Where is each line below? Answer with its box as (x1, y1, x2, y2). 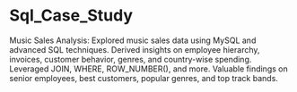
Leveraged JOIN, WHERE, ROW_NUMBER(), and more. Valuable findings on (9, 63, 289, 74)
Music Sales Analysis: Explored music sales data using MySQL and (9, 35, 257, 46)
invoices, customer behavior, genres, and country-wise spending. (9, 54, 252, 64)
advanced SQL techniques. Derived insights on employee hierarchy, (9, 44, 260, 54)
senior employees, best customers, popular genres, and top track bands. (9, 72, 278, 83)
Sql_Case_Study (9, 5, 133, 26)
